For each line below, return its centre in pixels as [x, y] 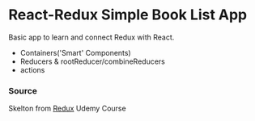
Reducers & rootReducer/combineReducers [93, 61]
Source [23, 90]
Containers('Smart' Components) [75, 52]
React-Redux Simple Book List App [128, 15]
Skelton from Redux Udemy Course [68, 108]
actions [32, 69]
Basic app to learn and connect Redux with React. [91, 37]
